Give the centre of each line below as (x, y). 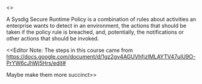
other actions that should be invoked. (53, 38)
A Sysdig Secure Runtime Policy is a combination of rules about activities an (101, 19)
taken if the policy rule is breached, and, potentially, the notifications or (95, 32)
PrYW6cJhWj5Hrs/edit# (36, 63)
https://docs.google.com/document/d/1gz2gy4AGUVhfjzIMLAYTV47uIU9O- (101, 57)
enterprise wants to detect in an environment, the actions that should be (96, 26)
